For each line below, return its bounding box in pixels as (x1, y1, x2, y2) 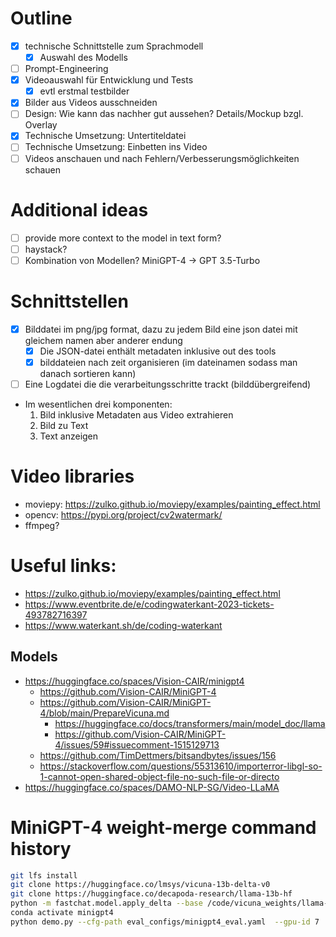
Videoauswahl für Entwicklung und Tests (24, 74, 194, 86)
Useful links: (10, 555, 117, 577)
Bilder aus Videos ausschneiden (24, 97, 158, 109)
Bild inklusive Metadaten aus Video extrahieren (39, 408, 234, 421)
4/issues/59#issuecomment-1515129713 (54, 738, 220, 751)
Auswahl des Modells (39, 52, 128, 63)
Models (10, 648, 58, 666)
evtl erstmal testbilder (39, 85, 130, 97)
